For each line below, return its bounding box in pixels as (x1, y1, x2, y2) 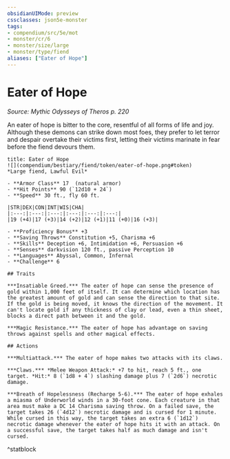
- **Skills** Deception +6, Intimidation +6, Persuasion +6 (7, 240, 184, 247)
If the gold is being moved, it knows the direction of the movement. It (7, 300, 224, 307)
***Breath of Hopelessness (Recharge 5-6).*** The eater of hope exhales (7, 390, 224, 398)
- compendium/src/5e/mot (7, 29, 79, 36)
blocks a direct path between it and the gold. (7, 312, 147, 319)
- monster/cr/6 (7, 36, 51, 43)
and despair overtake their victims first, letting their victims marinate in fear (7, 135, 220, 143)
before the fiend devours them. (7, 142, 96, 151)
